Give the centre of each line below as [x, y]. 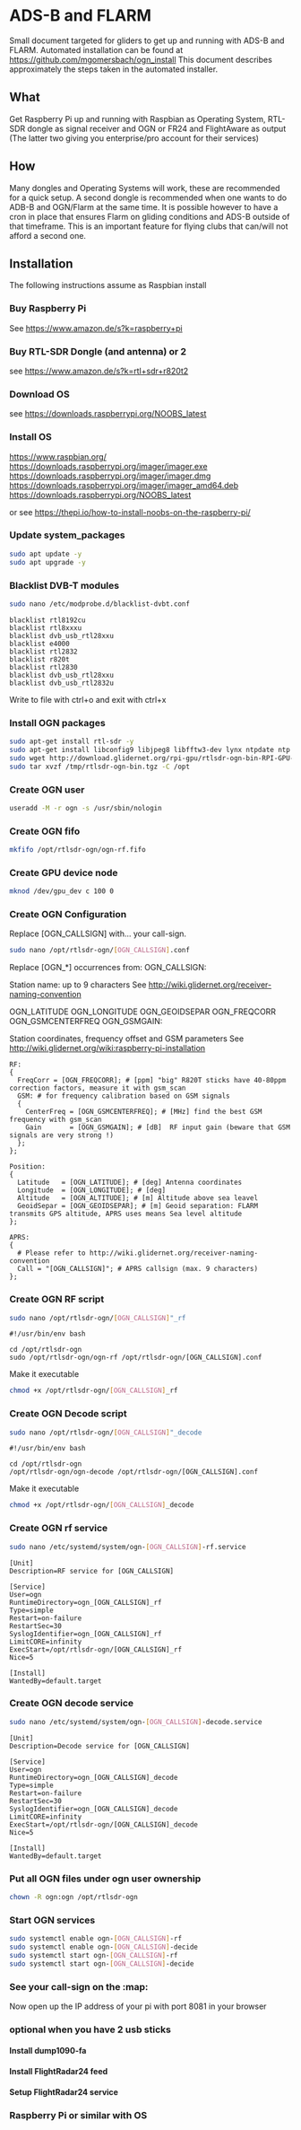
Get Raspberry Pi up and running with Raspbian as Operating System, [138, 118]
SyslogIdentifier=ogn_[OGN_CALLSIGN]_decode [94, 1809]
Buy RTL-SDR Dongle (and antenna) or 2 [98, 351]
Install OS [30, 437]
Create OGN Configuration [68, 915]
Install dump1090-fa [48, 2051]
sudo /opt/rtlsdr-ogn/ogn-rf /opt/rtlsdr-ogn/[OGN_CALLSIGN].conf [136, 1358]
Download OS [39, 394]
